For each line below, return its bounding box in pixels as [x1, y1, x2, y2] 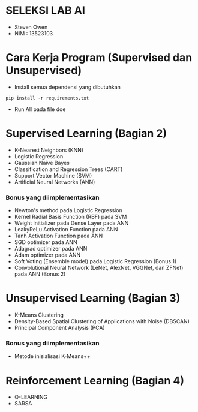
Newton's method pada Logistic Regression [14, 207, 122, 214]
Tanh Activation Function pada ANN [14, 232, 103, 240]
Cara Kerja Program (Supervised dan [5, 51, 193, 65]
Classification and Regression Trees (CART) [14, 166, 123, 173]
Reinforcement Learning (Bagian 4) [5, 374, 184, 387]
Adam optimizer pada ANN [14, 251, 81, 258]
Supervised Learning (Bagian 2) [5, 127, 167, 140]
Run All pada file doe [14, 106, 66, 113]
